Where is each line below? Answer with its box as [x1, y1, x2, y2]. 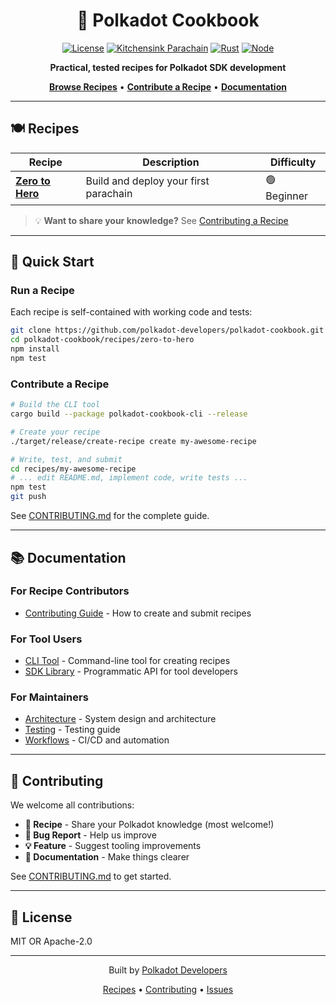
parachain [85, 187, 133, 201]
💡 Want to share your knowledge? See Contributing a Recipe [34, 214, 289, 226]
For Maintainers [10, 690, 89, 704]
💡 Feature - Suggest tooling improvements [24, 840, 202, 852]
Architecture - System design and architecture [24, 713, 217, 725]
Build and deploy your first [85, 174, 210, 188]
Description [142, 155, 200, 169]
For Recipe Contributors [10, 584, 130, 598]
